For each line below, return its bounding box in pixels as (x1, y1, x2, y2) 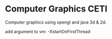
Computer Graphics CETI (5, 3, 108, 14)
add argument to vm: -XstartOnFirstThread (5, 28, 91, 34)
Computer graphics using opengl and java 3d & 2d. (5, 19, 107, 25)
